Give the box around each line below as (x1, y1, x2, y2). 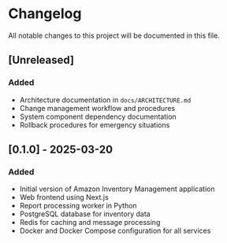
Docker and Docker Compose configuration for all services (19, 226, 211, 236)
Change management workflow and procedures (19, 103, 176, 112)
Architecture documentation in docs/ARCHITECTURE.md (19, 95, 192, 105)
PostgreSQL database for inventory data (19, 209, 151, 219)
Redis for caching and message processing (19, 218, 161, 227)
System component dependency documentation (19, 112, 177, 121)
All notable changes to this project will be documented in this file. (8, 31, 221, 40)
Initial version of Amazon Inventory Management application (19, 184, 215, 193)
